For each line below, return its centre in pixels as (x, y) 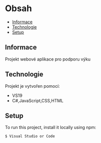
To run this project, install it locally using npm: (51, 127)
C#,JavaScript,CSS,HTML (38, 100)
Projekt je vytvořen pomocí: (32, 86)
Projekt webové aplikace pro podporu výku (48, 59)
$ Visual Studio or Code (30, 136)
